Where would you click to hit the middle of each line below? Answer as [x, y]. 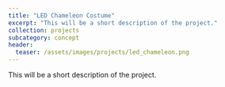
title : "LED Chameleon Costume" [61, 15]
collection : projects [44, 30]
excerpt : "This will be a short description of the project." [113, 23]
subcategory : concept [44, 38]
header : [21, 45]
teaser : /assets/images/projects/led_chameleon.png [103, 52]
